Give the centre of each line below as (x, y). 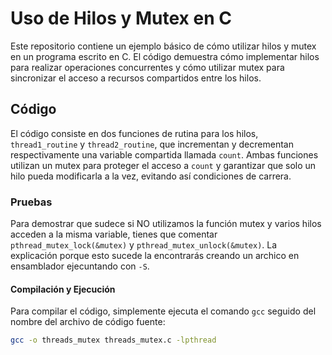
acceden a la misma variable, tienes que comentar (114, 234)
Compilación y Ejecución (63, 289)
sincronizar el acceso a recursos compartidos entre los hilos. (136, 78)
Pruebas (31, 202)
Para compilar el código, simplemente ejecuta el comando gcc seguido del (163, 311)
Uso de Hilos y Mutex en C (121, 18)
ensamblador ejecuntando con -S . (80, 266)
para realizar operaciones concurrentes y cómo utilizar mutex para (147, 67)
